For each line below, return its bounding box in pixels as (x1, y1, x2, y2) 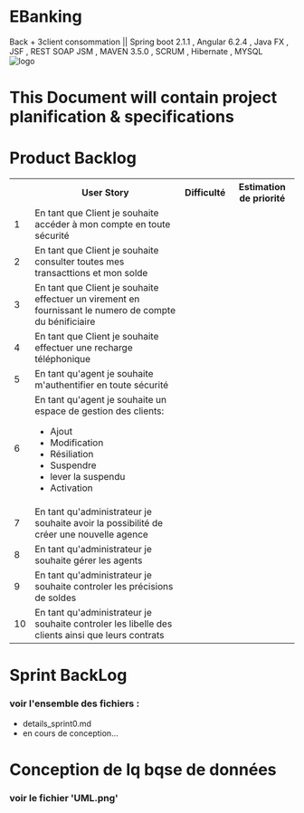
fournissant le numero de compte (34, 304, 176, 317)
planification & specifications (9, 107, 235, 128)
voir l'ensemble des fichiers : (9, 697, 140, 710)
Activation (49, 482, 93, 494)
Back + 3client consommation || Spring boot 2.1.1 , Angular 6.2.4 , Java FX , (9, 36, 290, 47)
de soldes (34, 591, 77, 604)
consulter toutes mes (34, 255, 125, 268)
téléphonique (34, 353, 91, 366)
